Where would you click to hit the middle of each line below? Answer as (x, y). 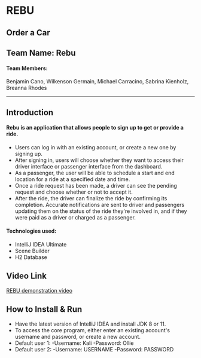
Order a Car (28, 33)
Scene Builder (32, 251)
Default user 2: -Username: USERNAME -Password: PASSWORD (94, 349)
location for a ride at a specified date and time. (72, 179)
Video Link (26, 276)
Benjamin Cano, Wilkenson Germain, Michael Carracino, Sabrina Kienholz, (98, 82)
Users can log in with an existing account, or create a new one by (95, 147)
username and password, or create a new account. (77, 336)
